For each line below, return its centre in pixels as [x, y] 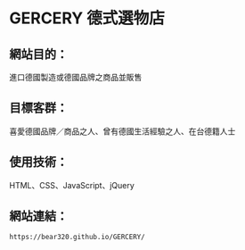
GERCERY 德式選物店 [87, 18]
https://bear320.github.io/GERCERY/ [77, 237]
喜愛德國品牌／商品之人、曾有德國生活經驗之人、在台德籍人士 [122, 131]
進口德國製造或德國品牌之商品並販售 [76, 77]
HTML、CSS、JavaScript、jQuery [72, 185]
